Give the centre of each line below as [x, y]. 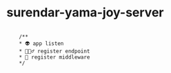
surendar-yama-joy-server [85, 13]
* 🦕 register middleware [54, 57]
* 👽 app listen [41, 43]
